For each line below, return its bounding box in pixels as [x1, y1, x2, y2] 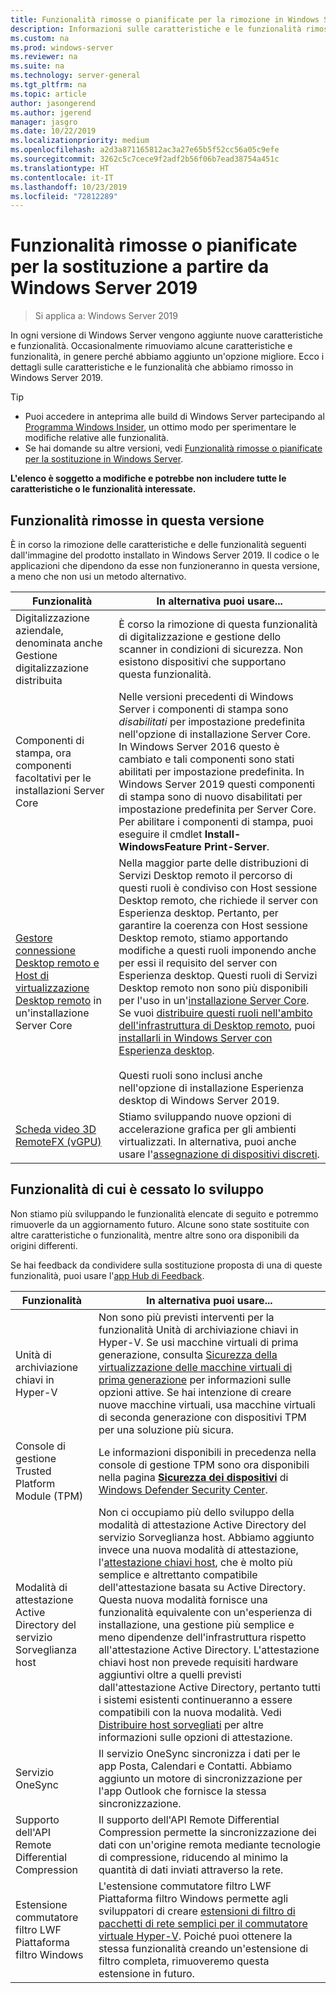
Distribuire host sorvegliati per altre [98, 1717, 264, 1731]
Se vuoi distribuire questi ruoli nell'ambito [118, 1006, 313, 1020]
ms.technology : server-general [10, 71, 141, 81]
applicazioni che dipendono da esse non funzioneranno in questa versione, [10, 560, 320, 571]
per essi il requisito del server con [118, 956, 278, 970]
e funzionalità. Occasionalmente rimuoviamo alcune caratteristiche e [10, 340, 293, 352]
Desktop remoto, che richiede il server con [118, 894, 319, 907]
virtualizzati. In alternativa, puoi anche [118, 1135, 297, 1148]
